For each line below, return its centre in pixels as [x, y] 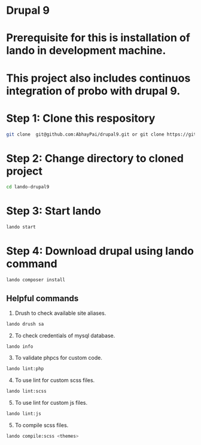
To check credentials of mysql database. [65, 335]
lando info [20, 346]
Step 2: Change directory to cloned [95, 158]
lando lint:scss [26, 391]
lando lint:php [25, 369]
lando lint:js [24, 414]
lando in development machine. [86, 51]
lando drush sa [25, 324]
